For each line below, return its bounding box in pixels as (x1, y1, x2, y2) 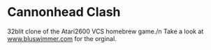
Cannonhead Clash (7, 4, 121, 20)
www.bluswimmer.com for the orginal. (7, 34, 117, 42)
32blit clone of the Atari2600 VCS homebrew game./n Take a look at (7, 27, 204, 35)
